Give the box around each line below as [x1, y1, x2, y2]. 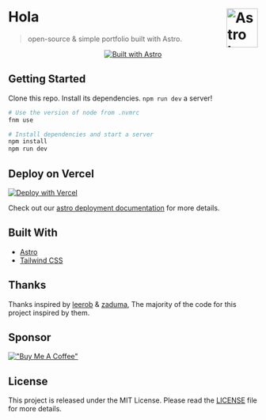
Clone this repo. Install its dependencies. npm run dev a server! [8, 93, 213, 103]
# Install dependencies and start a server [8, 131, 154, 138]
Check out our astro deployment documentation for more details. [8, 202, 220, 213]
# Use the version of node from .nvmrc [8, 108, 140, 116]
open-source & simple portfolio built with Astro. [27, 34, 182, 44]
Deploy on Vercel [8, 167, 95, 180]
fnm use [8, 115, 34, 124]
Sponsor [8, 331, 51, 344]
